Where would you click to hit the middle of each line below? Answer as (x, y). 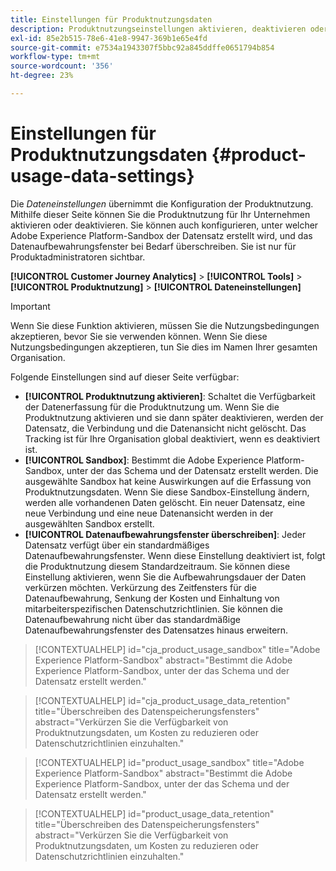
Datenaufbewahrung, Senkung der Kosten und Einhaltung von (152, 598)
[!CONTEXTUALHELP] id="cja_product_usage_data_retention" (162, 700)
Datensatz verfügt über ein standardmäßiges (117, 545)
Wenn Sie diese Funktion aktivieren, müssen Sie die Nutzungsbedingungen (165, 325)
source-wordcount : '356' (62, 66)
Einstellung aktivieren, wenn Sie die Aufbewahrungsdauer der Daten (165, 577)
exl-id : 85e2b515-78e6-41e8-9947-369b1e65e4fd (109, 38)
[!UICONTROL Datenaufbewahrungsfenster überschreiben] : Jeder (165, 534)
